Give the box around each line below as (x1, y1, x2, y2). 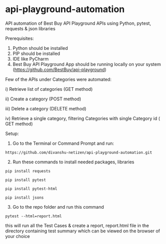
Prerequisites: (5, 35, 34, 41)
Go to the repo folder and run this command (12, 204, 104, 210)
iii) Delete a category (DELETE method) (5, 105, 87, 111)
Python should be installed (12, 45, 68, 51)
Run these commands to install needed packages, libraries (12, 159, 135, 165)
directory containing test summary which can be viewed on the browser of (5, 228, 160, 234)
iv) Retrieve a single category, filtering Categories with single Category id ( (5, 115, 160, 121)
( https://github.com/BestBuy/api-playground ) (12, 67, 107, 73)
